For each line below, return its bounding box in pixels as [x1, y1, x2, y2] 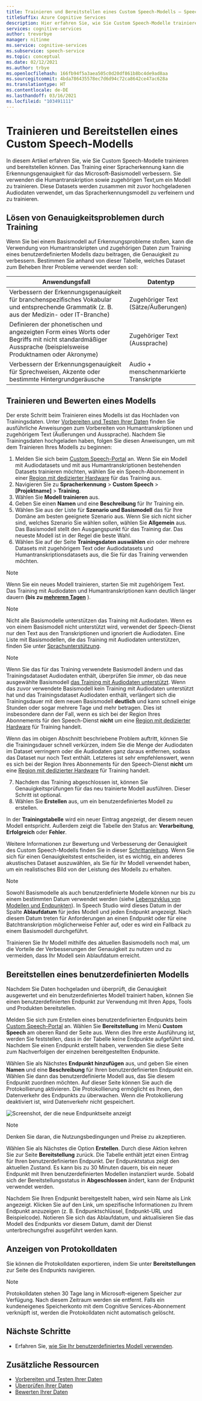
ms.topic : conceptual [6, 54, 61, 60]
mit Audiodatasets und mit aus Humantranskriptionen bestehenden [14, 461, 182, 469]
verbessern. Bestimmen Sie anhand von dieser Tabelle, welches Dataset [6, 257, 185, 265]
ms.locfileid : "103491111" [6, 98, 74, 104]
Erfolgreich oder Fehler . [6, 828, 67, 836]
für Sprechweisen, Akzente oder [9, 368, 100, 376]
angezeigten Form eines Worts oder [9, 328, 111, 336]
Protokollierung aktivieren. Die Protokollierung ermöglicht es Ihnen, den [6, 1085, 183, 1092]
